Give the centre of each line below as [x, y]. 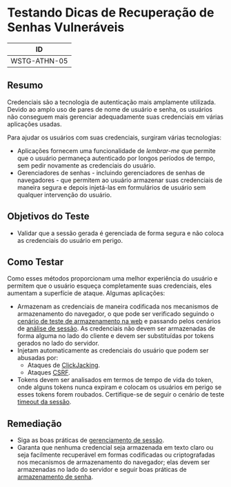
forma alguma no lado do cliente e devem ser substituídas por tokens [115, 336]
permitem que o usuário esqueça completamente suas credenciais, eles [110, 286]
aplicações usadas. [34, 124]
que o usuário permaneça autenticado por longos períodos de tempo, [116, 158]
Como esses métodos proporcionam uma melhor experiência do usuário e [113, 279]
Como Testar [36, 262]
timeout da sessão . [44, 402]
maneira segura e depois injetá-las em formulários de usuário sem [111, 187]
